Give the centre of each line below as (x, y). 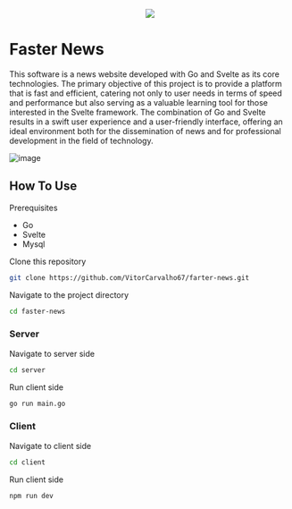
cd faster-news (38, 311)
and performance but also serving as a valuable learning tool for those (138, 102)
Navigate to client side (50, 445)
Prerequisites (33, 208)
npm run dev (31, 496)
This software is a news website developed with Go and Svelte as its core (144, 74)
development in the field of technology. (81, 140)
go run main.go (38, 403)
